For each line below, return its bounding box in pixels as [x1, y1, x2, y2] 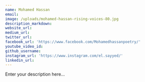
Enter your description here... [5, 71, 65, 77]
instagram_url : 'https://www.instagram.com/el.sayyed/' [5, 53, 123, 58]
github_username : [5, 48, 41, 53]
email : [5, 12, 19, 17]
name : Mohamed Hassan [5, 7, 50, 12]
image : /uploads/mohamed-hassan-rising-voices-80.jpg [5, 16, 119, 21]
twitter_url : [5, 35, 32, 40]
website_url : [5, 26, 32, 31]
